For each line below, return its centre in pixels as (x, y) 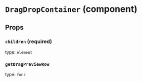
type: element (19, 52)
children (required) (29, 41)
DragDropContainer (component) (71, 9)
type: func (16, 75)
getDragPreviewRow (27, 64)
